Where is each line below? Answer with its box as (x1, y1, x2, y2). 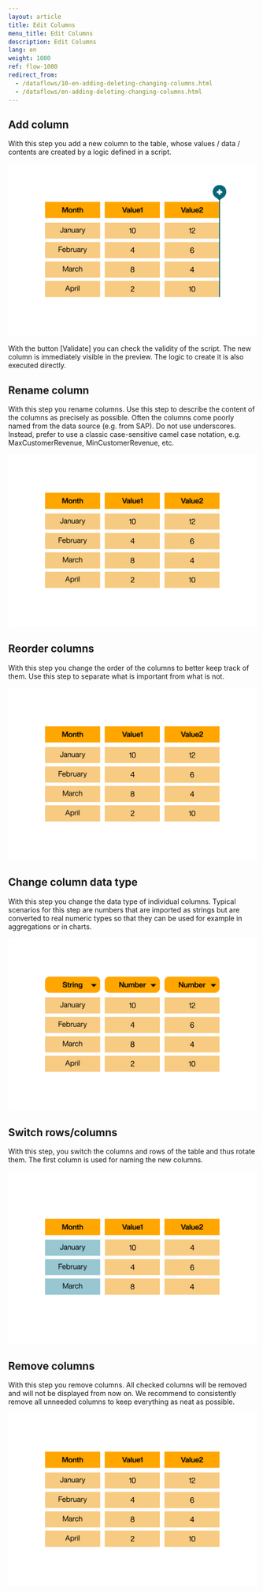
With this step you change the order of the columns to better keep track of (8, 663, 250, 672)
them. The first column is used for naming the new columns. (8, 1155, 203, 1165)
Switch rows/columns (8, 1126, 118, 1139)
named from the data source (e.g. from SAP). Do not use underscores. (8, 421, 236, 431)
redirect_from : (8, 71, 58, 79)
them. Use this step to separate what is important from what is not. (8, 672, 224, 681)
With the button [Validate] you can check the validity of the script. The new (8, 344, 252, 353)
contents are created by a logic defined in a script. (8, 147, 172, 157)
